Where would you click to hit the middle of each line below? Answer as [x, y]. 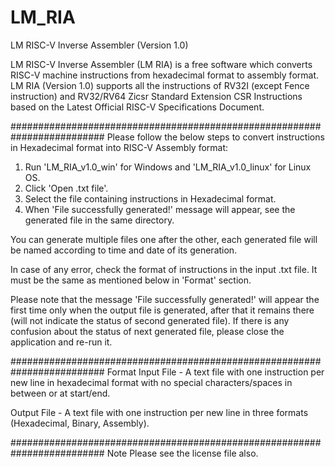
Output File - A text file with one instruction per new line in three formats [159, 412]
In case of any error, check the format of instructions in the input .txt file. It [164, 269]
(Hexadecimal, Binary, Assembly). [80, 423]
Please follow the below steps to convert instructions [215, 137]
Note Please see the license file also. [182, 453]
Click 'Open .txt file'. [66, 188]
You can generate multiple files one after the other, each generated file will [164, 239]
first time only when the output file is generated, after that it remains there [162, 310]
